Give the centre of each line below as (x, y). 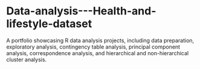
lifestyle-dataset (49, 24)
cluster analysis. (27, 59)
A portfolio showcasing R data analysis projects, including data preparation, (100, 40)
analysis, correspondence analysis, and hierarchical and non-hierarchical (98, 53)
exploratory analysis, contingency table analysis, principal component (93, 47)
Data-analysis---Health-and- (81, 11)
